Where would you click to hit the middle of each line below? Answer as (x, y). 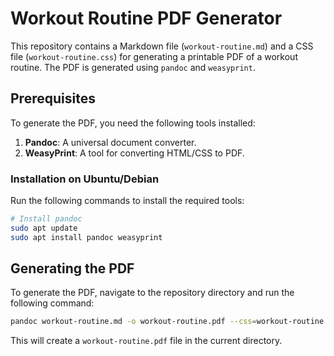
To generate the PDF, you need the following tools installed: (133, 123)
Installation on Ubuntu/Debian (85, 179)
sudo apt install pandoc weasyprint (86, 237)
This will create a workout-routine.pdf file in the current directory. (146, 341)
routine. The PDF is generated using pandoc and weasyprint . (133, 67)
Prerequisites (53, 98)
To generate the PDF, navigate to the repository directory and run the (152, 293)
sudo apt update (44, 228)
